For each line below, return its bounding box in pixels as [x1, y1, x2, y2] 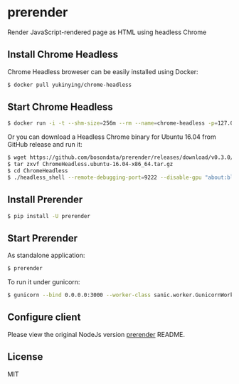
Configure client [7, 311, 81, 323]
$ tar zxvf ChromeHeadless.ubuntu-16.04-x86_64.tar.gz [7, 161, 174, 168]
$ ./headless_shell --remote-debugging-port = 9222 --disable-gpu [7, 174, 202, 181]
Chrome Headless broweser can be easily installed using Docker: [7, 67, 198, 76]
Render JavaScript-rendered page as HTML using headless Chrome [7, 28, 207, 36]
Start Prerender [7, 232, 78, 244]
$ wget [7, 154, 27, 161]
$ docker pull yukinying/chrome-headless [7, 81, 132, 88]
